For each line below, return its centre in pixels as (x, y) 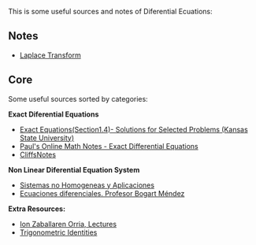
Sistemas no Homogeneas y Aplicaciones (87, 185)
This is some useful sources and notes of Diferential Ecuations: (110, 11)
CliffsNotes (38, 154)
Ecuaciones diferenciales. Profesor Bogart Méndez (102, 193)
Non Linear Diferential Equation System (74, 169)
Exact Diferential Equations (54, 114)
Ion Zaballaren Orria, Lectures (68, 224)
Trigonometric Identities (58, 232)
